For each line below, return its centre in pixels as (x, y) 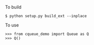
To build (13, 7)
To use (12, 25)
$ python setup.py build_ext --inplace (46, 16)
